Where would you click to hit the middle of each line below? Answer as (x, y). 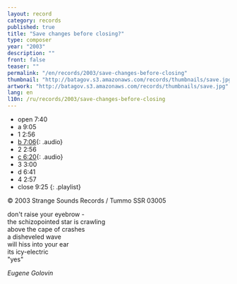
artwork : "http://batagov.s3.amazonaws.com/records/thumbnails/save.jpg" (118, 86)
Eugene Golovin (30, 273)
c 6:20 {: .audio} (40, 157)
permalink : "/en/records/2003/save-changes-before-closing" (98, 73)
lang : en (20, 93)
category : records (34, 20)
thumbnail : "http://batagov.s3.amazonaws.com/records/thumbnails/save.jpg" (121, 79)
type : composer (30, 40)
